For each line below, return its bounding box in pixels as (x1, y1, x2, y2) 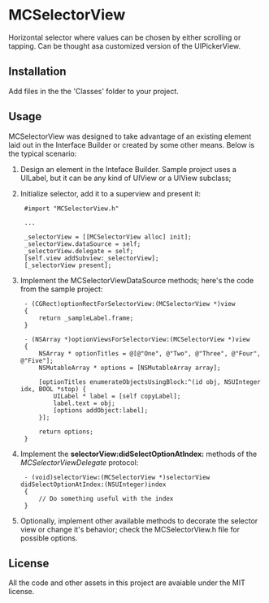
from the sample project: (20, 284, 103, 294)
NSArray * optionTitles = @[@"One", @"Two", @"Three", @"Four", (38, 349, 262, 358)
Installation (8, 65, 67, 79)
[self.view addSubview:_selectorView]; (24, 254, 159, 262)
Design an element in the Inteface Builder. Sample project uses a (20, 164, 237, 174)
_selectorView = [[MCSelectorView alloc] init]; (24, 233, 193, 241)
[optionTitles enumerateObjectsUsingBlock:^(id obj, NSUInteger (38, 377, 262, 386)
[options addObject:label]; (53, 406, 149, 415)
